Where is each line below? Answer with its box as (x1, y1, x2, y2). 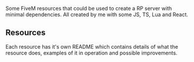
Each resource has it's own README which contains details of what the (5, 43, 179, 50)
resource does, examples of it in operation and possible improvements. (5, 49, 178, 56)
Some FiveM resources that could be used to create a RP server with (5, 5, 172, 12)
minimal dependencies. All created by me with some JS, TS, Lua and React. (5, 11, 189, 18)
